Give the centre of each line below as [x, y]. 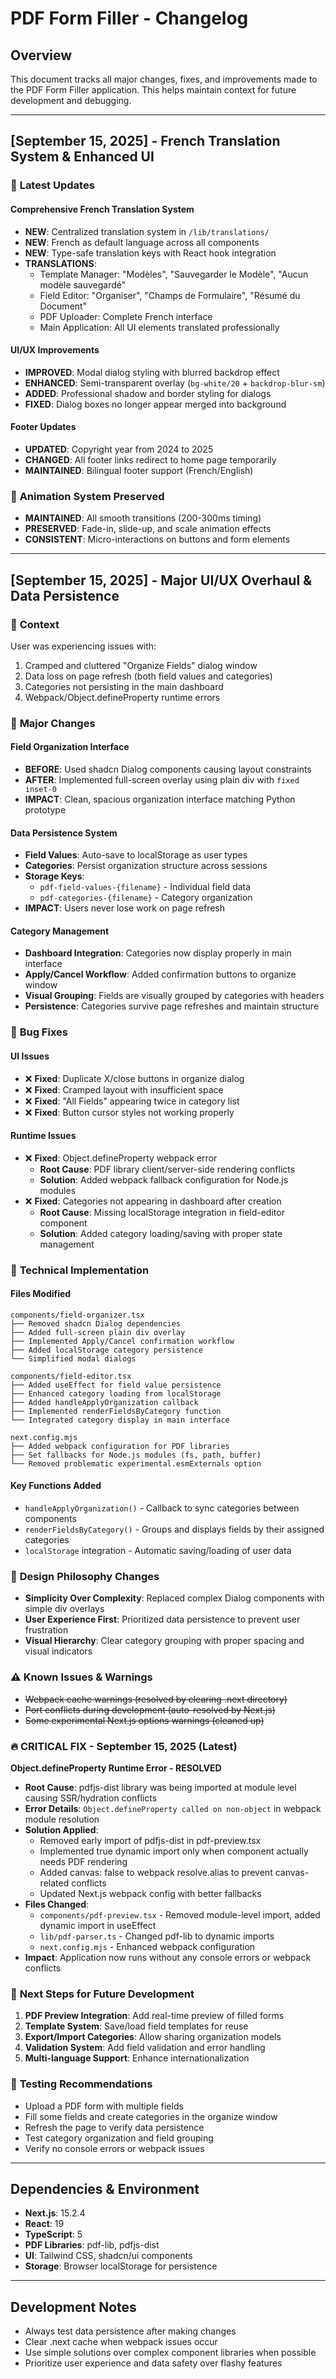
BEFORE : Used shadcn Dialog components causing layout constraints [168, 769]
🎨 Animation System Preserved [87, 496]
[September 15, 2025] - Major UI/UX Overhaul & [161, 580]
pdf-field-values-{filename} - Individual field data [145, 887]
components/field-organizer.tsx [77, 1315]
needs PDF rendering [83, 1861]
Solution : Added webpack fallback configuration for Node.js [164, 1179]
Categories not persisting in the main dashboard [124, 686]
